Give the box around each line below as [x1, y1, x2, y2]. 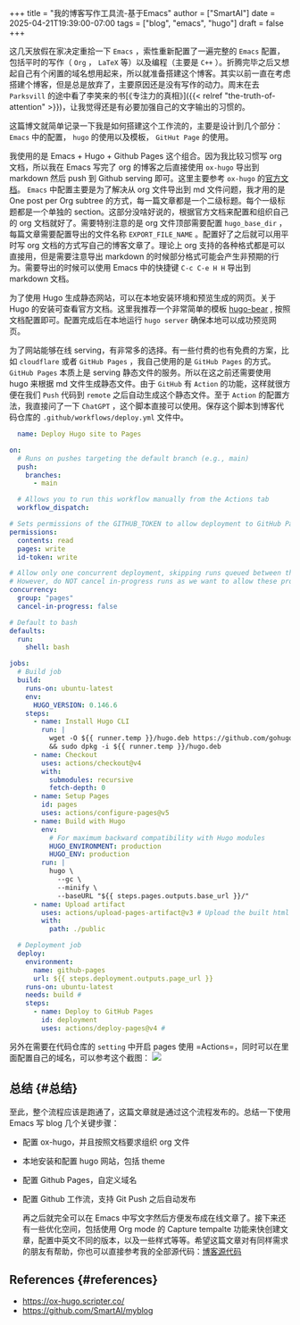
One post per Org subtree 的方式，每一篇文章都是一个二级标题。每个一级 [9, 196, 279, 205]
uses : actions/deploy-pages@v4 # [41, 1023, 166, 1033]
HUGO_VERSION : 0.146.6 [32, 700, 118, 710]
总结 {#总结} [9, 1081, 79, 1096]
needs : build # [25, 990, 82, 1000]
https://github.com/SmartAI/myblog [21, 1305, 154, 1316]
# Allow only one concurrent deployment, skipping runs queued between [9, 569, 281, 578]
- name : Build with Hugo [32, 816, 126, 826]
